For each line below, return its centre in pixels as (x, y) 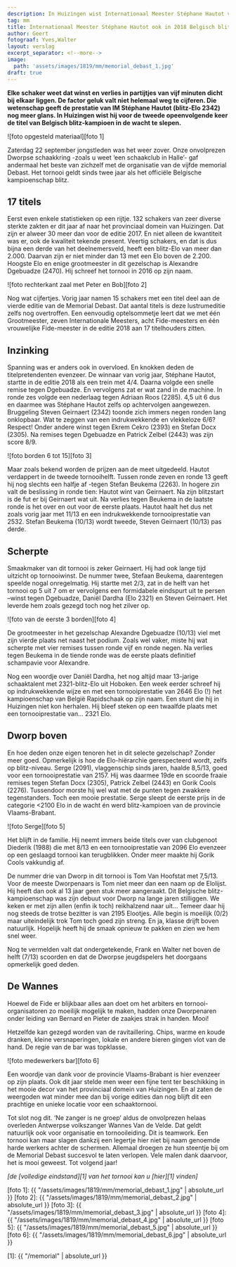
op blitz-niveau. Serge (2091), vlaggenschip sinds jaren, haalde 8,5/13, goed (117, 768)
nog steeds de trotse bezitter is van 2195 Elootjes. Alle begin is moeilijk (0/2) (118, 913)
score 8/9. (22, 442)
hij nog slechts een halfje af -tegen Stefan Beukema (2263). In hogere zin (113, 484)
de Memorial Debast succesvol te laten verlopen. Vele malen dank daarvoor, (118, 1155)
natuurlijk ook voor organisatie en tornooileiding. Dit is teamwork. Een (108, 1133)
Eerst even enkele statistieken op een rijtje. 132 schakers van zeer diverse (114, 219)
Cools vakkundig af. (36, 862)
